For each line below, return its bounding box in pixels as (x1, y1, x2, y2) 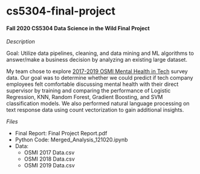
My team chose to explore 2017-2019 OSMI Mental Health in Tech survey (6, 68, 189, 75)
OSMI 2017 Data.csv (24, 149, 75, 156)
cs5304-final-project (6, 4, 116, 18)
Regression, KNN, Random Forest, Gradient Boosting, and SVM (6, 94, 163, 101)
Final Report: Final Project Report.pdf (15, 130, 108, 137)
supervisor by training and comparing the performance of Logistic (6, 87, 171, 94)
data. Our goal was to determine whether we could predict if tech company (6, 74, 193, 82)
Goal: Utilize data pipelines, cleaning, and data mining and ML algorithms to (6, 50, 195, 57)
